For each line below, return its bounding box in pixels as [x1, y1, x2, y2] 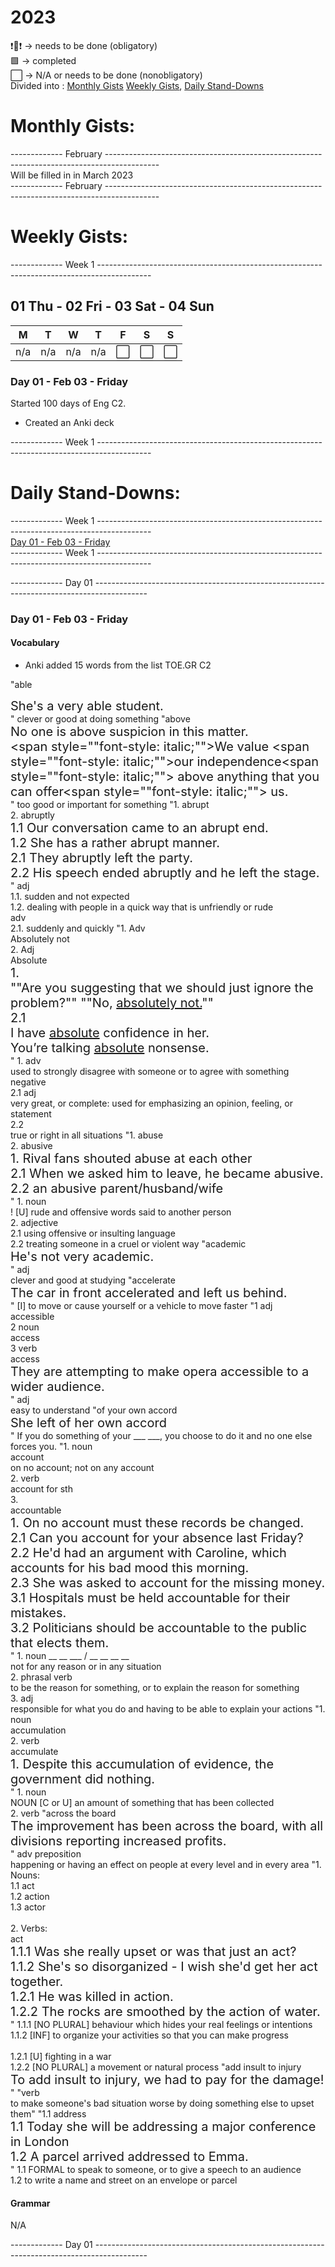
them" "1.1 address [10, 2107, 87, 2120]
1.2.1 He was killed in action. [10, 1988, 174, 2005]
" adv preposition [10, 1847, 82, 1860]
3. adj [10, 1692, 34, 1704]
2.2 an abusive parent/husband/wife [10, 1180, 224, 1196]
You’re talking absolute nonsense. [10, 1039, 210, 1056]
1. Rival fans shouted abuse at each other [10, 1150, 253, 1166]
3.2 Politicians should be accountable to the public [10, 1619, 308, 1636]
